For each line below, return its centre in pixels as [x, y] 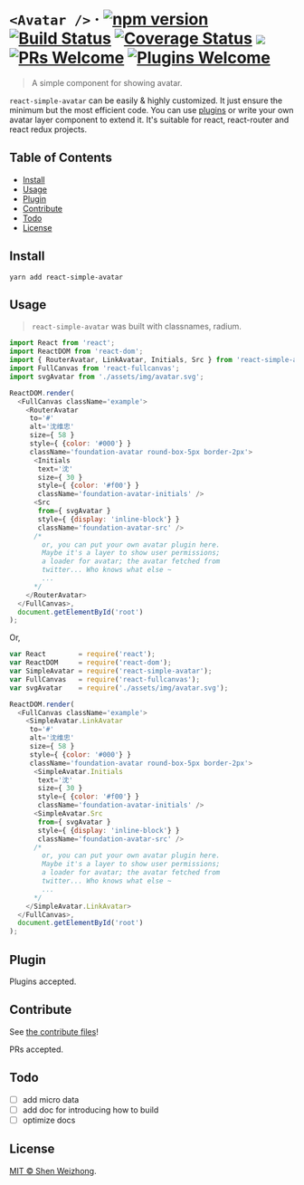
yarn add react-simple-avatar [66, 277]
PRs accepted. [37, 1049]
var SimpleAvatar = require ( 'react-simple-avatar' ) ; [111, 671]
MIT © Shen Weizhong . [53, 1171]
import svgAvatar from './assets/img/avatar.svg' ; [107, 377]
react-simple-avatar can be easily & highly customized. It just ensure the [146, 100]
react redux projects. [48, 129]
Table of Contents [61, 158]
